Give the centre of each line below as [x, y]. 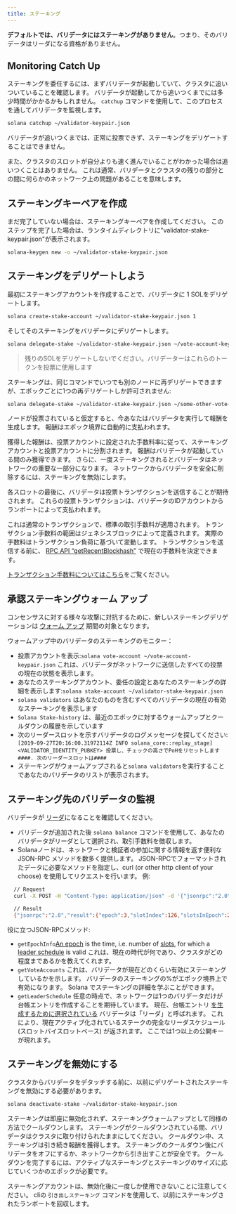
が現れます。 [36, 1040]
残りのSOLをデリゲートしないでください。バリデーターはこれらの [120, 358]
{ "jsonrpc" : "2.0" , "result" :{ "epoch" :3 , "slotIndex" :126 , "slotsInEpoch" [119, 915]
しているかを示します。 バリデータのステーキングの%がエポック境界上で [123, 978]
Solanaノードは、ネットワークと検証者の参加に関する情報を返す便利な [120, 850]
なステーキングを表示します [58, 709]
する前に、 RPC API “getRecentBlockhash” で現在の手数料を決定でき [112, 551]
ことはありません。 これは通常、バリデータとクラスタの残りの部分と [125, 170]
